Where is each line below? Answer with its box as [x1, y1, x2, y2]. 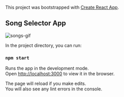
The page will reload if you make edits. [5, 81, 86, 87]
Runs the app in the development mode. [5, 66, 89, 72]
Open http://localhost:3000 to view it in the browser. [5, 71, 115, 77]
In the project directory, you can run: [5, 42, 82, 48]
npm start [5, 55, 29, 60]
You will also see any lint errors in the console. [5, 86, 103, 92]
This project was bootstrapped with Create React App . [5, 5, 119, 10]
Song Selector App [5, 19, 66, 27]
